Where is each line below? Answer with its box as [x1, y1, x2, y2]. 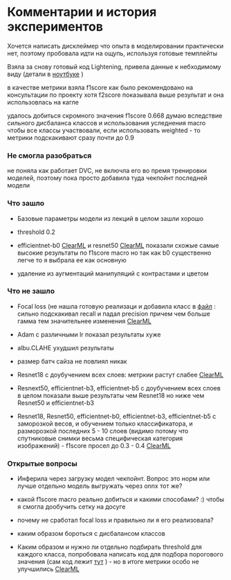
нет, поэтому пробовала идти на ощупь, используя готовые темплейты [7, 49, 218, 57]
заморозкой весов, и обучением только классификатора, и [17, 419, 194, 428]
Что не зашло [7, 287, 55, 296]
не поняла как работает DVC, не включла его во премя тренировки [7, 167, 207, 175]
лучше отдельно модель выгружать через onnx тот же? [17, 482, 183, 490]
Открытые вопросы [7, 458, 78, 468]
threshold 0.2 [17, 228, 55, 236]
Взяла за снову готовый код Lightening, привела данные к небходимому [7, 62, 221, 71]
